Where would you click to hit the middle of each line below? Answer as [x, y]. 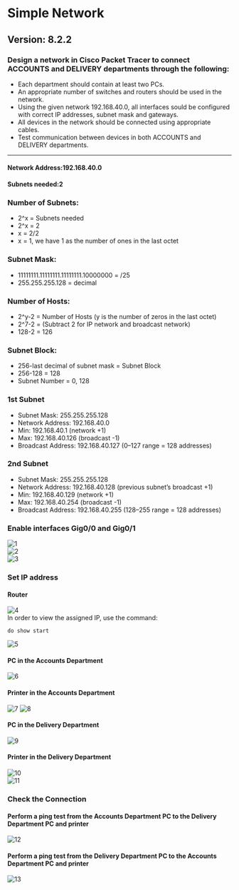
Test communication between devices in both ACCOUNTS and [109, 137]
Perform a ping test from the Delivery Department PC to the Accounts [112, 856]
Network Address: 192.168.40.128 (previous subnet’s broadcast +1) [115, 487]
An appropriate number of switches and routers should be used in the [120, 91]
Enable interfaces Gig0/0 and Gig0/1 [71, 528]
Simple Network [56, 13]
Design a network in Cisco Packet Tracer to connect [99, 60]
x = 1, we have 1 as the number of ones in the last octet [98, 241]
